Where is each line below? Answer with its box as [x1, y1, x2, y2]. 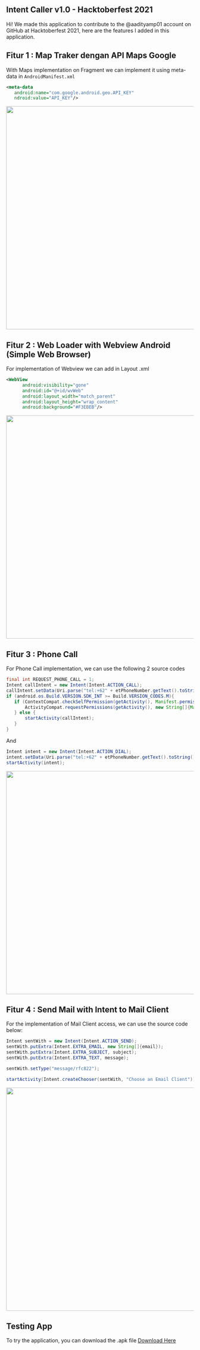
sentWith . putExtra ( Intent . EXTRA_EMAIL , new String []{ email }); [6, 1044, 164, 1050]
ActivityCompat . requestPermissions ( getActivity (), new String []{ [24, 704, 190, 710]
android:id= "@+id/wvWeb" [21, 387, 84, 393]
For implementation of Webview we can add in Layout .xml [6, 365, 150, 373]
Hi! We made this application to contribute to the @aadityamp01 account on [6, 20, 192, 27]
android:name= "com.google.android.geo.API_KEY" [14, 89, 135, 96]
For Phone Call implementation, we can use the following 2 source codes [6, 665, 185, 672]
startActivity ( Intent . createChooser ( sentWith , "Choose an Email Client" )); [6, 1076, 198, 1082]
